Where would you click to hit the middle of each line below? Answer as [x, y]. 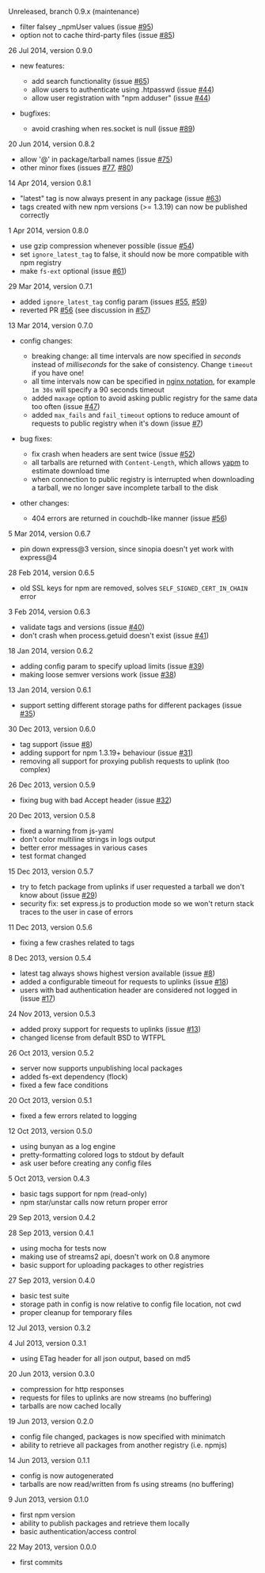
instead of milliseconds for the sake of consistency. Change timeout [142, 364]
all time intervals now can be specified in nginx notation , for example [143, 381]
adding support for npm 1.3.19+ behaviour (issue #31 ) [106, 752]
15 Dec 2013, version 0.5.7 [51, 871]
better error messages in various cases [83, 847]
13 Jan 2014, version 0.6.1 [50, 690]
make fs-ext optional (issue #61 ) [73, 271]
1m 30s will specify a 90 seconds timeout [98, 390]
